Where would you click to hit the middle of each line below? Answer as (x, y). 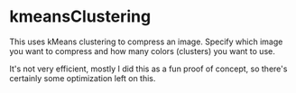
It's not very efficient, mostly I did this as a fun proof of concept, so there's (148, 69)
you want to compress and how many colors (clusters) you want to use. (142, 51)
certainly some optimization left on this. (83, 78)
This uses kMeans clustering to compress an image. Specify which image (146, 42)
